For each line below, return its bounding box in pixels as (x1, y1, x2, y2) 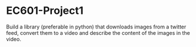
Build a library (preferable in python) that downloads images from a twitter (6, 23, 187, 30)
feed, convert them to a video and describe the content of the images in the (6, 29, 190, 36)
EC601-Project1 (6, 4, 84, 17)
